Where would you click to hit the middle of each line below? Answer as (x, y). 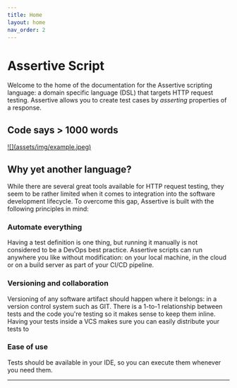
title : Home (25, 15)
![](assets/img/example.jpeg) (49, 147)
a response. (25, 108)
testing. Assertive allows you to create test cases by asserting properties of (117, 100)
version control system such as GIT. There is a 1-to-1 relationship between (115, 306)
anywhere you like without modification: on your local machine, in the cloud (117, 257)
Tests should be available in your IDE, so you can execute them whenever (114, 362)
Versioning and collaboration (58, 283)
